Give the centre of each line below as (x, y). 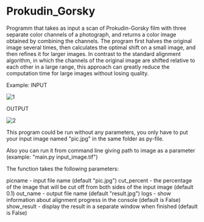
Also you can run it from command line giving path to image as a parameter (101, 150)
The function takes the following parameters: (63, 168)
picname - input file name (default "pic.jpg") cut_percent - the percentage (99, 180)
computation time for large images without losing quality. (78, 73)
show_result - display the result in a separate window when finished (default (102, 206)
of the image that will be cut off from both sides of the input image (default (100, 187)
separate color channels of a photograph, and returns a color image (91, 34)
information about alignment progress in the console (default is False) (93, 199)
